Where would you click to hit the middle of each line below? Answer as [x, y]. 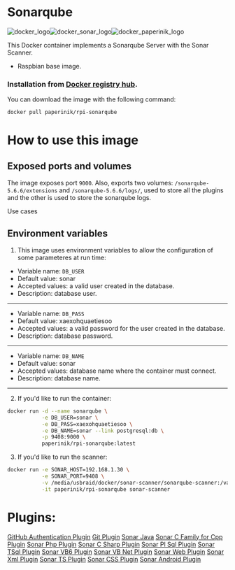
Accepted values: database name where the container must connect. [117, 371]
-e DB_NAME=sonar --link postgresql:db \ [103, 431]
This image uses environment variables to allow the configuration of [115, 250]
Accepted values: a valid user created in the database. [96, 286]
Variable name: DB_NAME [51, 356]
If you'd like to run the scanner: [62, 457]
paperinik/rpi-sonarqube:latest [89, 444]
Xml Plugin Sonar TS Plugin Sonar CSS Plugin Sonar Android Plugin [104, 559]
